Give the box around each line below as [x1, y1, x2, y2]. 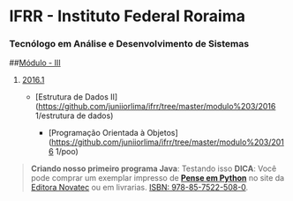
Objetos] [146, 128, 178, 138]
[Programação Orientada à [48, 128, 146, 138]
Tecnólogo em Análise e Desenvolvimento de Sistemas [9, 38, 250, 50]
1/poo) [56, 146, 79, 157]
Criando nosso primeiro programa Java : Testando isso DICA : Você [30, 163, 277, 174]
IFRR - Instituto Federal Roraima [9, 6, 245, 26]
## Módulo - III [9, 57, 62, 68]
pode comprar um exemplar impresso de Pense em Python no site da [30, 173, 285, 183]
